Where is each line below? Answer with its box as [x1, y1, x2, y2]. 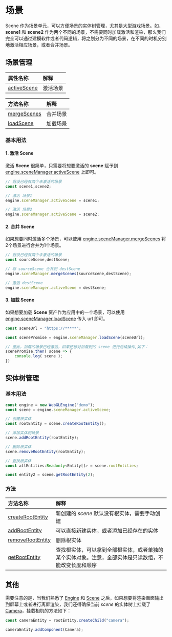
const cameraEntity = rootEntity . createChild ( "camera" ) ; [5, 618, 130, 623]
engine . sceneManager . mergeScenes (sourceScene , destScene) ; [5, 271, 132, 276]
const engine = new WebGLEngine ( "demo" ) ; [5, 402, 95, 407]
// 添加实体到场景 [5, 430, 39, 436]
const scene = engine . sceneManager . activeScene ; [5, 407, 111, 412]
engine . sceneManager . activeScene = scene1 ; [5, 198, 100, 203]
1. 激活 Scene [5, 150, 34, 156]
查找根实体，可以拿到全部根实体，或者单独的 [55, 546, 164, 553]
